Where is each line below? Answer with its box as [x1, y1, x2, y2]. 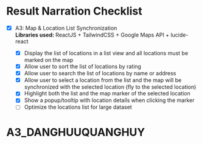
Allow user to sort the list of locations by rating [24, 63, 142, 70]
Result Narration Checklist [6, 4, 142, 18]
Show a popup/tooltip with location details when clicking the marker [24, 97, 195, 104]
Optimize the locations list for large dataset [24, 103, 132, 111]
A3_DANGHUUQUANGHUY [6, 125, 145, 139]
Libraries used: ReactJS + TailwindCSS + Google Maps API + [15, 32, 169, 38]
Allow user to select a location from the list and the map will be [24, 77, 182, 84]
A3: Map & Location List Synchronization [15, 24, 117, 32]
